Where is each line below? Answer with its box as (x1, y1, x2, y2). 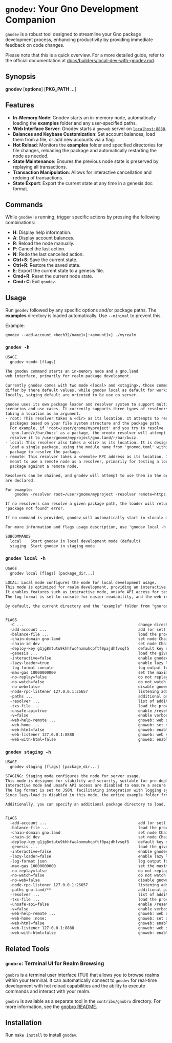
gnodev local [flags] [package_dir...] (10, 571, 95, 576)
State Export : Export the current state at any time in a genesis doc (12, 180, 153, 186)
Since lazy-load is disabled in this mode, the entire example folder (5, 793, 159, 798)
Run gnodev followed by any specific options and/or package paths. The (5, 307, 157, 314)
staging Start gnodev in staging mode (10, 543, 95, 548)
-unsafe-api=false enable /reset (10, 902, 168, 907)
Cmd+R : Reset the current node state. (12, 273, 94, 279)
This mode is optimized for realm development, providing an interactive (5, 584, 166, 590)
